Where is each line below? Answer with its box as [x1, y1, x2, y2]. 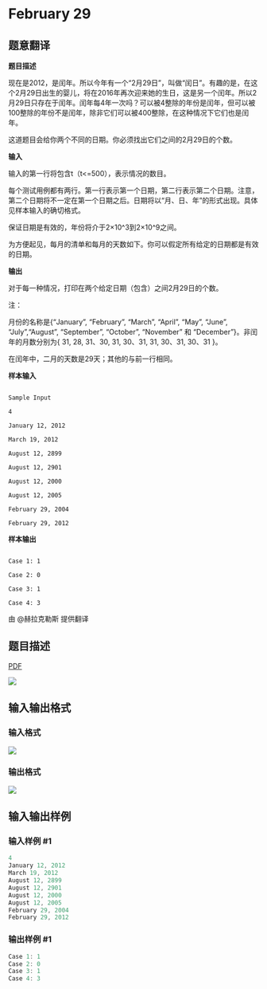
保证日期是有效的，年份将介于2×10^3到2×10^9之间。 [8, 222, 181, 232]
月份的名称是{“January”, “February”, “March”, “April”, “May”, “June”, [8, 317, 228, 327]
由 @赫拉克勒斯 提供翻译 [8, 614, 89, 623]
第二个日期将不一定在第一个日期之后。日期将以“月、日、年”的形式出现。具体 [8, 196, 258, 205]
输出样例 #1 [8, 934, 52, 945]
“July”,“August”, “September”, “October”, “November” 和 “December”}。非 [8, 328, 251, 336]
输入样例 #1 [8, 836, 52, 847]
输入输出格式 [8, 701, 72, 715]
